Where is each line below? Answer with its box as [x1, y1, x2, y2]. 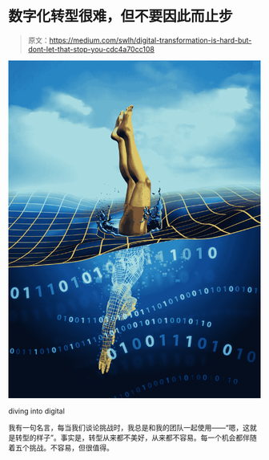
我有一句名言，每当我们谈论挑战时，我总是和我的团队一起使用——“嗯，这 [8, 422, 251, 432]
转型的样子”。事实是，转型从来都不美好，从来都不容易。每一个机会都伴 [14, 433, 251, 442]
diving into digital [8, 406, 66, 416]
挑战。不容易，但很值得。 [29, 442, 114, 452]
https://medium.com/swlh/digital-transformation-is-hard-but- [49, 35, 252, 45]
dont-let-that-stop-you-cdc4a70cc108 [27, 44, 155, 54]
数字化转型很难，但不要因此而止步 [8, 7, 234, 26]
